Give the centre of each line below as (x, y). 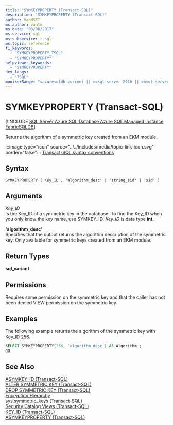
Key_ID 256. (18, 337)
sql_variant (18, 269)
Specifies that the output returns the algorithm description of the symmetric (86, 235)
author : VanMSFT (23, 20)
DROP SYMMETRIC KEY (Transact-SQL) (48, 390)
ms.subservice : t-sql (29, 39)
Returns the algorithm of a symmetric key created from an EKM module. (82, 137)
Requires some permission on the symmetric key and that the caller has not (85, 297)
